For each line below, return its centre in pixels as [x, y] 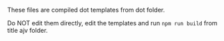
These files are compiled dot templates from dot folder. [86, 10]
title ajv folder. [27, 30]
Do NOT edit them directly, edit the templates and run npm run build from [112, 23]
